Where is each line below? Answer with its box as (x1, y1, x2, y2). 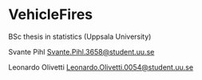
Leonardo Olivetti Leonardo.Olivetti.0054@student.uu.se (8, 62, 194, 72)
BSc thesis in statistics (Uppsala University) (8, 32, 152, 41)
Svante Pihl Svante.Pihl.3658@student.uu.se (8, 47, 155, 56)
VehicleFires (8, 6, 93, 24)
